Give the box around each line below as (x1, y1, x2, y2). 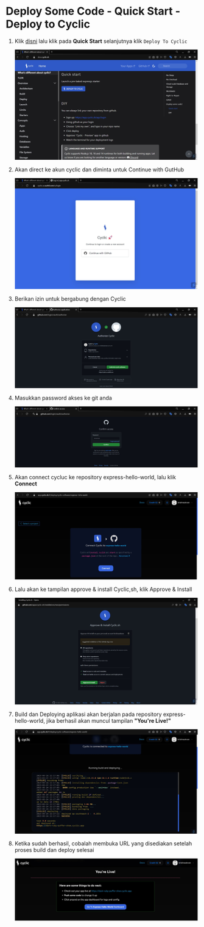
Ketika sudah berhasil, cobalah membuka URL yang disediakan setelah (14, 840, 192, 847)
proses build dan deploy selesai (14, 846, 94, 853)
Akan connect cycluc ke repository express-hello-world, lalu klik (14, 474, 176, 481)
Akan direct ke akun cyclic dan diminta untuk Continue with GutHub (14, 166, 185, 173)
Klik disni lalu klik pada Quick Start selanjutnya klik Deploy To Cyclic (14, 37, 188, 45)
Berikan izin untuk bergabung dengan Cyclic (14, 295, 126, 302)
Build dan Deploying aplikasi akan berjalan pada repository (14, 710, 162, 718)
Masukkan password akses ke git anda (14, 394, 112, 401)
